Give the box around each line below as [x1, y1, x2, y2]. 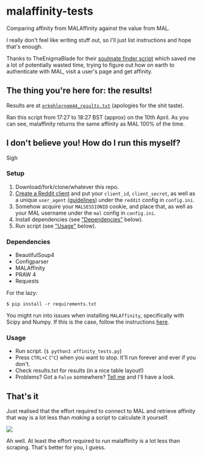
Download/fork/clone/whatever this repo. [15, 183, 119, 190]
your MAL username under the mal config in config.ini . [15, 209, 156, 217]
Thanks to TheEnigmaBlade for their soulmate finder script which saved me [6, 54, 196, 62]
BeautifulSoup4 [15, 251, 55, 259]
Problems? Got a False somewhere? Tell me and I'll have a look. [15, 373, 175, 381]
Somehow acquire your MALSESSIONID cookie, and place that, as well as [15, 202, 193, 210]
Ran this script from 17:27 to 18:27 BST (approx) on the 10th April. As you [6, 113, 189, 121]
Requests [15, 277, 39, 285]
